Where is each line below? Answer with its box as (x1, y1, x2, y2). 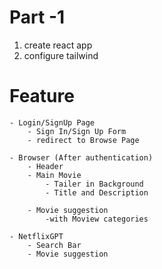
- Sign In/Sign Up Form (27, 126, 127, 136)
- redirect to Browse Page (27, 135, 140, 145)
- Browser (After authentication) (9, 152, 154, 163)
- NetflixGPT (9, 231, 64, 241)
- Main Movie (27, 170, 82, 180)
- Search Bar (27, 240, 82, 250)
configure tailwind (23, 49, 99, 61)
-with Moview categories (45, 214, 149, 224)
